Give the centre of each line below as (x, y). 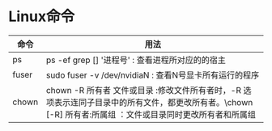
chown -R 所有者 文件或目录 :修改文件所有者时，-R (143, 90)
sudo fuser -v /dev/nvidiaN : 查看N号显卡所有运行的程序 (153, 75)
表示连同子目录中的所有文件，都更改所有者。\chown (153, 102)
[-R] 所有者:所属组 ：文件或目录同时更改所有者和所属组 (151, 114)
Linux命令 (42, 17)
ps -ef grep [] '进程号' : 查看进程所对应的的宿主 (136, 60)
